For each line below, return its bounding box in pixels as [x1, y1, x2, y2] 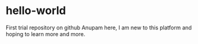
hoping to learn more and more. [5, 30, 86, 37]
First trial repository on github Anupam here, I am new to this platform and [5, 24, 192, 31]
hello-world [5, 4, 67, 18]
